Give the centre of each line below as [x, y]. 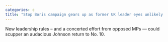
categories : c [20, 10]
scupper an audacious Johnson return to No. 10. [55, 34]
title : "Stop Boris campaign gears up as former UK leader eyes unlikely [84, 14]
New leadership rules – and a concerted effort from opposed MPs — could [82, 28]
